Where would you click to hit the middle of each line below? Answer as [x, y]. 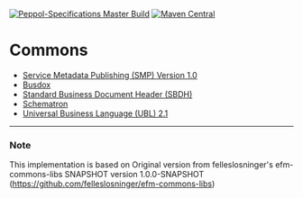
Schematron [45, 103]
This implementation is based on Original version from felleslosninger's [141, 165]
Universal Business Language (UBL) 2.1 [95, 113]
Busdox [37, 85]
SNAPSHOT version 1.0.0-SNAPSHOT [134, 175]
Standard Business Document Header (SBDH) [107, 94]
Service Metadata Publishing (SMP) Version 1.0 [110, 75]
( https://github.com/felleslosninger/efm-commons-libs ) [112, 184]
